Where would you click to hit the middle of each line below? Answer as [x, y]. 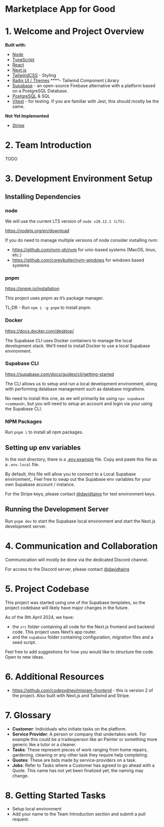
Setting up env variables [43, 447]
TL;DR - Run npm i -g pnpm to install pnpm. [48, 307]
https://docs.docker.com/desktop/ [40, 331]
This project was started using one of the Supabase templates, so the [75, 602]
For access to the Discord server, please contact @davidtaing [67, 569]
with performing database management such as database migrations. [75, 389]
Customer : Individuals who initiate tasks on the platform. [69, 729]
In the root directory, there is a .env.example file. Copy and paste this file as [81, 459]
